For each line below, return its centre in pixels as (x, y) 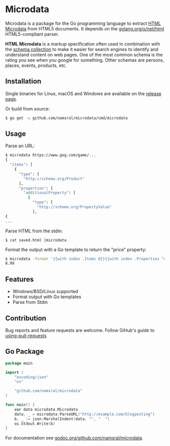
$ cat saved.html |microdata (36, 240)
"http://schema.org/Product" (54, 179)
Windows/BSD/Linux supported (45, 292)
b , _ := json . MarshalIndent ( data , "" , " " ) (62, 419)
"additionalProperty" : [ (50, 193)
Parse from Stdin (30, 302)
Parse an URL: (20, 146)
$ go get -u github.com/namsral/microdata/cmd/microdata (67, 118)
